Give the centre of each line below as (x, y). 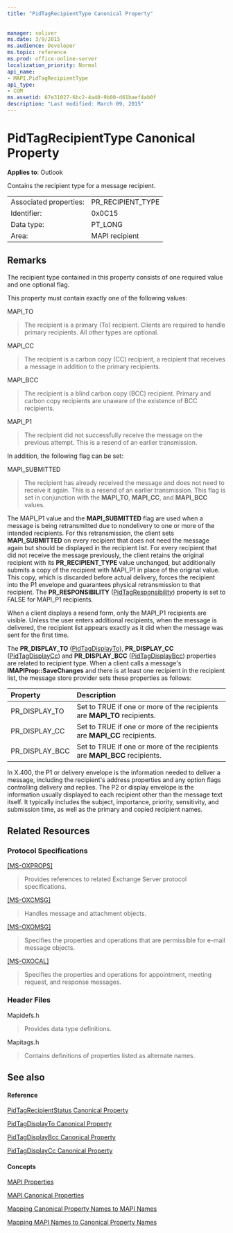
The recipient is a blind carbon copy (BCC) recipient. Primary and (118, 393)
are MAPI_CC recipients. (116, 735)
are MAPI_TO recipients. (116, 715)
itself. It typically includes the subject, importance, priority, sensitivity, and (113, 801)
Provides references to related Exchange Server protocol (105, 879)
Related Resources (49, 831)
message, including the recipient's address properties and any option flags (114, 780)
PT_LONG (107, 224)
